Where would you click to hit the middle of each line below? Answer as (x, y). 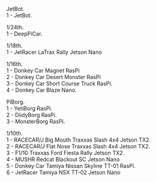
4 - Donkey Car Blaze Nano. (42, 90)
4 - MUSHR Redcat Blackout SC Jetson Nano (63, 159)
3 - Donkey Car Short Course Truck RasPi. (60, 83)
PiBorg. (16, 102)
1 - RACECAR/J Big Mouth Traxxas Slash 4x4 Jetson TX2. (78, 140)
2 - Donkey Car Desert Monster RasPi (53, 77)
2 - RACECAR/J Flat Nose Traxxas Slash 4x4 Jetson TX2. (78, 146)
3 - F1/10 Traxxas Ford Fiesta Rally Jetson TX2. (65, 153)
